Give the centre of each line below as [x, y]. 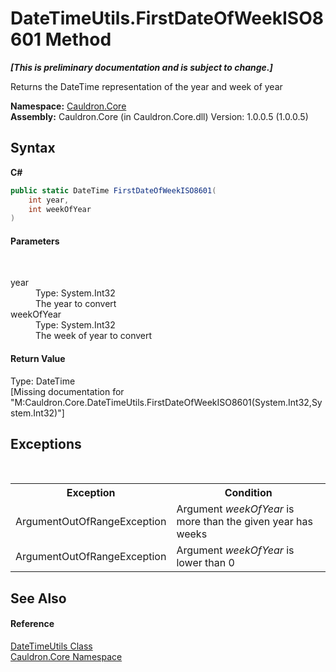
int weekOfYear [60, 209]
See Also [38, 598]
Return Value [38, 359]
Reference [32, 624]
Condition [248, 493]
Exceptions [46, 444]
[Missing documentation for [67, 391]
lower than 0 [205, 563]
